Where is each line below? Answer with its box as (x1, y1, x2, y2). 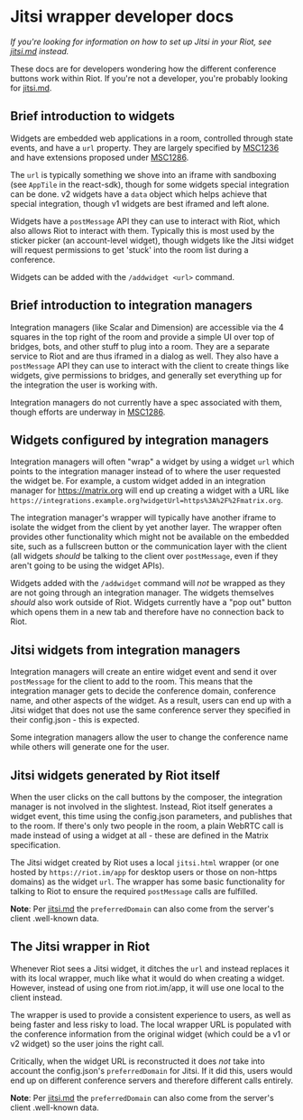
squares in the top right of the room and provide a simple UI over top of (10, 331, 275, 342)
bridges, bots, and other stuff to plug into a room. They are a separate (10, 341, 270, 351)
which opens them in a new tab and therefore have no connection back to (10, 607, 285, 618)
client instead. (10, 992, 62, 1003)
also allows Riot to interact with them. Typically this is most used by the (10, 225, 275, 236)
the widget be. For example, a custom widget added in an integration (10, 476, 266, 487)
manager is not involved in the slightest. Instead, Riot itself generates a (10, 801, 273, 812)
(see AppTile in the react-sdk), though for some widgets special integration (10, 179, 289, 190)
